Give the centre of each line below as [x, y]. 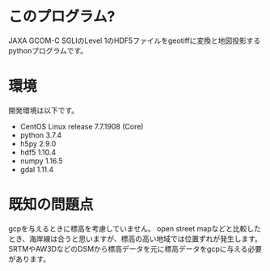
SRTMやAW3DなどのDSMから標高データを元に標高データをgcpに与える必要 [135, 248]
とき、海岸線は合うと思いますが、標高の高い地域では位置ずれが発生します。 [135, 239]
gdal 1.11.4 [37, 169]
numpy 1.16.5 [41, 161]
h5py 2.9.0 [38, 143]
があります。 [30, 259]
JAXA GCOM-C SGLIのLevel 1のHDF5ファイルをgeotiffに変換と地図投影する [135, 40]
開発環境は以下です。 [44, 110]
